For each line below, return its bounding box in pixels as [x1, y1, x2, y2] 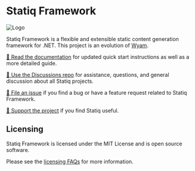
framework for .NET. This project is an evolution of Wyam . [6, 42, 149, 49]
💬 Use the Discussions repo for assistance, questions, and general [6, 71, 169, 78]
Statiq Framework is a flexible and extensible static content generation [6, 35, 179, 42]
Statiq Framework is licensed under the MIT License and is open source [6, 140, 182, 147]
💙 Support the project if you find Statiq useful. [6, 107, 119, 114]
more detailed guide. [6, 60, 57, 67]
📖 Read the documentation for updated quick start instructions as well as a [6, 53, 190, 60]
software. [6, 146, 30, 153]
